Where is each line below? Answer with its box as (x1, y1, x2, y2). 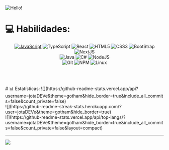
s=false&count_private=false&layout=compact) (5, 125, 103, 131)
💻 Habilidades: (5, 23, 70, 35)
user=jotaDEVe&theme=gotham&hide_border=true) (5, 109, 112, 115)
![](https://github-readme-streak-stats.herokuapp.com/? (5, 103, 122, 109)
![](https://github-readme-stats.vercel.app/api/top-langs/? (5, 114, 126, 120)
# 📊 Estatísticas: (5, 86, 40, 92)
